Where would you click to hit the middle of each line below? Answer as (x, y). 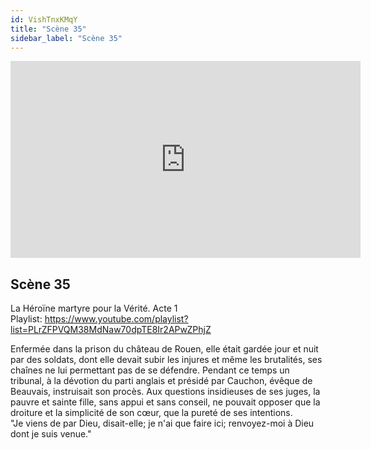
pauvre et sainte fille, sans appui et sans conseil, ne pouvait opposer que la (165, 402)
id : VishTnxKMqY (44, 19)
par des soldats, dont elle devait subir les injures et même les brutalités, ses (166, 360)
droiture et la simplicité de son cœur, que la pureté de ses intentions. (151, 413)
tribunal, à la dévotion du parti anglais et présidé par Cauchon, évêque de (161, 381)
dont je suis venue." (51, 434)
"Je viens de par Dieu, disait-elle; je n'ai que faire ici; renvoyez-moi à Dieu (162, 423)
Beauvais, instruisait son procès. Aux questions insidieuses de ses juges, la (165, 392)
